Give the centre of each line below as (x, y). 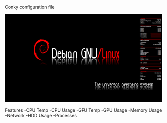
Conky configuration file (30, 7)
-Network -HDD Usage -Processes (41, 115)
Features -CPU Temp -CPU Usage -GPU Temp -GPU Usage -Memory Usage (83, 110)
